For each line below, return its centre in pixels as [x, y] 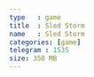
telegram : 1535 [39, 50]
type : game [35, 17]
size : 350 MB [33, 58]
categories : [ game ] [45, 42]
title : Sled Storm [47, 26]
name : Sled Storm [47, 34]
